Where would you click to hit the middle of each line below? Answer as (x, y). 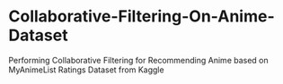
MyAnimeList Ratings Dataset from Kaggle (86, 70)
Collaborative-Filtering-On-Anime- (141, 17)
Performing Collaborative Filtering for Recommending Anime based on (138, 60)
